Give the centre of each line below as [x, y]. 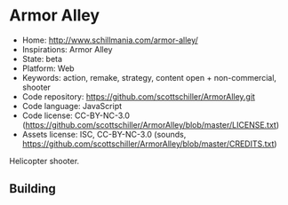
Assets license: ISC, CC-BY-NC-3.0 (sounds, [104, 134]
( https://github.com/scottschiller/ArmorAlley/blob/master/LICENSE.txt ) [151, 124]
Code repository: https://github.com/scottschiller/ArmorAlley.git [139, 96]
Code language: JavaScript [72, 106]
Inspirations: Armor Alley [67, 49]
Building [32, 189]
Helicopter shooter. [44, 161]
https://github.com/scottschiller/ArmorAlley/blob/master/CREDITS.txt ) [149, 144]
